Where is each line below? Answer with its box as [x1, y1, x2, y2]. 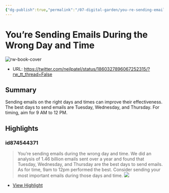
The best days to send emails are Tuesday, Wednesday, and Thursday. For [5, 104, 160, 110]
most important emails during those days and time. [17, 172, 123, 178]
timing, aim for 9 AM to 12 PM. [5, 110, 68, 116]
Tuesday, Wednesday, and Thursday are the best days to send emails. [17, 161, 163, 167]
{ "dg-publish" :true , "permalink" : [5, 7, 75, 13]
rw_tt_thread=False [12, 71, 53, 77]
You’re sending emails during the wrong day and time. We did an [17, 151, 152, 157]
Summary [5, 86, 37, 94]
